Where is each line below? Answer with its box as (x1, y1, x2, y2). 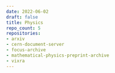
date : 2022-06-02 (6, 8, 49, 15)
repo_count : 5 (6, 25, 41, 31)
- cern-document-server (6, 42, 65, 48)
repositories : (6, 31, 41, 36)
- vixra (6, 58, 25, 64)
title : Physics (6, 19, 44, 25)
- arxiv (6, 36, 25, 42)
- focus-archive (6, 47, 46, 53)
